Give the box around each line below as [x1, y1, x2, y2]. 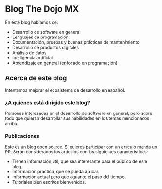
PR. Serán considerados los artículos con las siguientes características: [5, 149, 148, 155]
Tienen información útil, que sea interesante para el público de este [12, 158, 147, 164]
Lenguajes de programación [12, 34, 69, 40]
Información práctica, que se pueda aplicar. [12, 169, 100, 175]
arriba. [5, 121, 18, 127]
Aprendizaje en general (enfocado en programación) [12, 60, 118, 66]
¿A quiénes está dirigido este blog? [5, 99, 90, 106]
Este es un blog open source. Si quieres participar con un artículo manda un [5, 144, 157, 150]
